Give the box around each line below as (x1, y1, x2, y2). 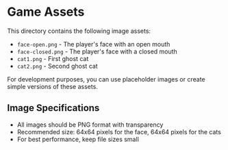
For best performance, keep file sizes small (16, 135, 139, 143)
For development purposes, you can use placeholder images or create (7, 75, 205, 83)
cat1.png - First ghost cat (16, 54, 89, 62)
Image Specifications (7, 102, 100, 114)
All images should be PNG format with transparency (16, 121, 164, 129)
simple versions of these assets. (7, 82, 98, 90)
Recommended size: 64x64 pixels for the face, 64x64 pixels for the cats (16, 127, 221, 136)
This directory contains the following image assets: (7, 27, 151, 35)
